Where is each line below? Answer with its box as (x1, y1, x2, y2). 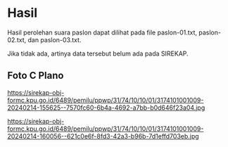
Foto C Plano (7, 70, 64, 82)
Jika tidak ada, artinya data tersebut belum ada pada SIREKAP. (7, 49, 189, 58)
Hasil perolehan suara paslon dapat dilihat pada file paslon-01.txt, (7, 28, 198, 37)
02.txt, (7, 35, 27, 44)
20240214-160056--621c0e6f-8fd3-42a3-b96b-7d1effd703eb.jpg (7, 132, 199, 140)
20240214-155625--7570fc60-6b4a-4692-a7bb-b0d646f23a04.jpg (7, 103, 205, 112)
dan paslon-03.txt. (27, 35, 82, 44)
